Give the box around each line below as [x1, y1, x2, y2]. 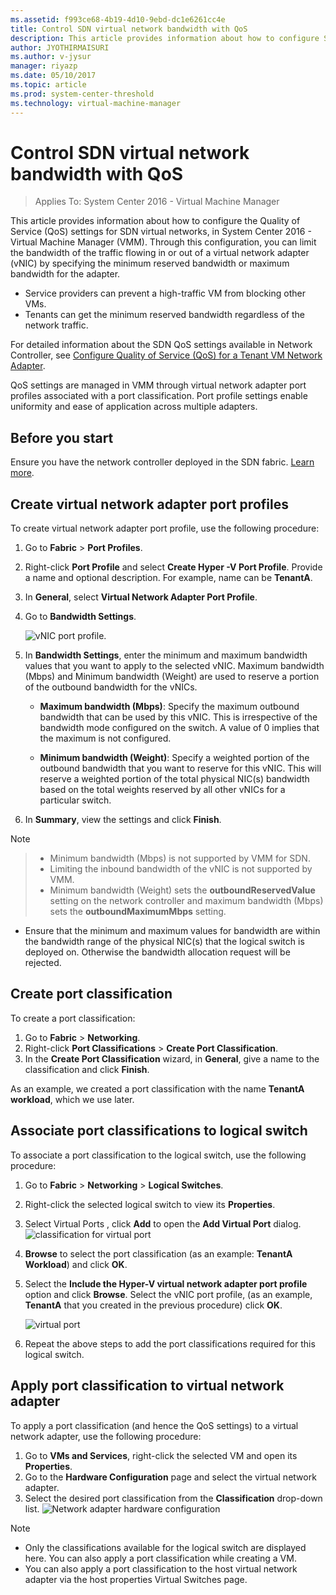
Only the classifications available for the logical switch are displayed [24, 1541, 307, 1553]
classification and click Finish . [24, 1063, 150, 1075]
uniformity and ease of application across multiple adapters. [10, 401, 258, 413]
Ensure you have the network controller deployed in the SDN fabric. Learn [10, 456, 315, 468]
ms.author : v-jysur [10, 52, 92, 62]
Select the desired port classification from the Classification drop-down [24, 1492, 323, 1504]
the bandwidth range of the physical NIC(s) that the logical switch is [24, 936, 305, 948]
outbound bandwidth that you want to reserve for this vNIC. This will [39, 762, 322, 775]
